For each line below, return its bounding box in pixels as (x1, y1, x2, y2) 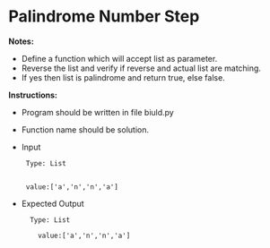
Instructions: (8, 90, 58, 100)
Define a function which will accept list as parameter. (21, 53, 218, 64)
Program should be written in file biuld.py (21, 107, 174, 117)
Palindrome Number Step (8, 6, 200, 27)
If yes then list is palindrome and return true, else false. (21, 72, 225, 82)
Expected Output (21, 198, 84, 209)
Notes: (8, 36, 35, 47)
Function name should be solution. (21, 124, 150, 135)
